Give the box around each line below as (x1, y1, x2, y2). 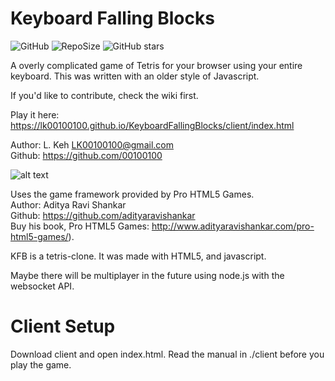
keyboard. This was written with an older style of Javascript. (10, 70, 260, 82)
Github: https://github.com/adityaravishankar (10, 209, 196, 221)
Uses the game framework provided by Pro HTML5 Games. (10, 188, 255, 200)
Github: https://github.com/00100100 (10, 149, 163, 161)
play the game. (10, 358, 72, 371)
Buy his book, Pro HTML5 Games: (10, 220, 150, 232)
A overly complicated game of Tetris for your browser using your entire (10, 59, 303, 71)
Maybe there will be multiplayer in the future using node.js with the (10, 269, 285, 281)
